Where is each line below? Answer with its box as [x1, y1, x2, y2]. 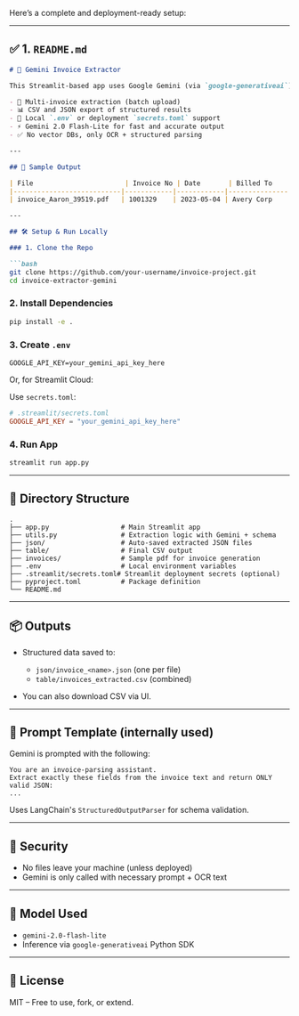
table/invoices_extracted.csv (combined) [35, 673, 192, 684]
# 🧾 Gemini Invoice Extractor [9, 65, 122, 74]
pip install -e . [9, 317, 74, 326]
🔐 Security [9, 839, 69, 854]
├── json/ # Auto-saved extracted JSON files [9, 538, 253, 547]
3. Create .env [9, 338, 71, 351]
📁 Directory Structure [9, 492, 131, 507]
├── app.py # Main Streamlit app [9, 523, 201, 532]
